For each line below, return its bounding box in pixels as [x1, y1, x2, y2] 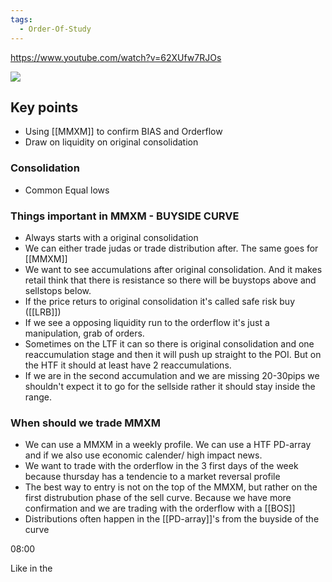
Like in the [10, 562, 53, 575]
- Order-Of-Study [19, 24, 92, 34]
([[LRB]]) [24, 306, 62, 318]
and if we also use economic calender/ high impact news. [24, 449, 263, 461]
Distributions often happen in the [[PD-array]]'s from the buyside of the [24, 513, 320, 525]
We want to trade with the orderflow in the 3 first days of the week [24, 460, 299, 472]
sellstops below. [24, 284, 92, 296]
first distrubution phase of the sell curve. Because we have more [24, 492, 292, 504]
